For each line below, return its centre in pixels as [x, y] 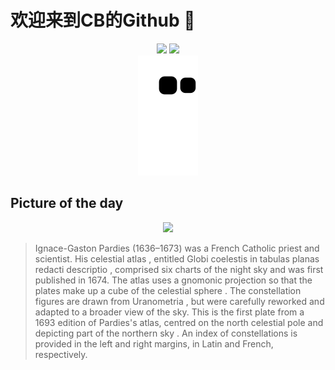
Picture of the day [67, 203]
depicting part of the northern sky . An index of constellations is [166, 333]
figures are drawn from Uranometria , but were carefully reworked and [179, 301]
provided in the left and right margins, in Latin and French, [154, 343]
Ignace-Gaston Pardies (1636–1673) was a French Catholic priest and [177, 248]
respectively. [61, 354]
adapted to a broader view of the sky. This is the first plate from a [169, 312]
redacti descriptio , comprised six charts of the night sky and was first [179, 269]
